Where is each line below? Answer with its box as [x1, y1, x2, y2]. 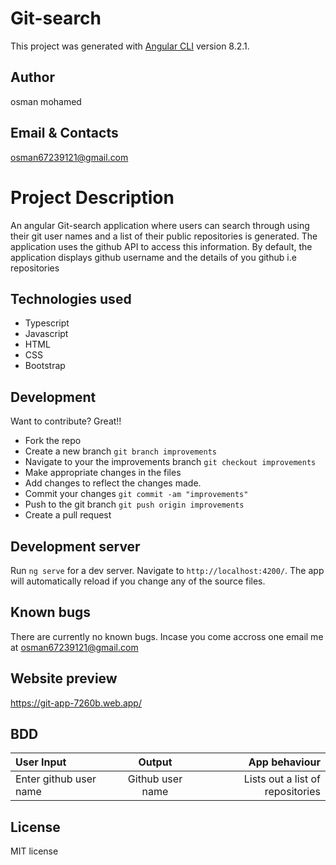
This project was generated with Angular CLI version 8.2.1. [10, 40, 250, 52]
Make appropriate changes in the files [24, 467, 182, 479]
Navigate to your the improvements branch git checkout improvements [24, 456, 317, 468]
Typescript [24, 317, 70, 329]
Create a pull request [24, 509, 112, 521]
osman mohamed [10, 95, 82, 107]
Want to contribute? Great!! [10, 415, 122, 427]
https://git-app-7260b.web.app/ [10, 697, 142, 709]
